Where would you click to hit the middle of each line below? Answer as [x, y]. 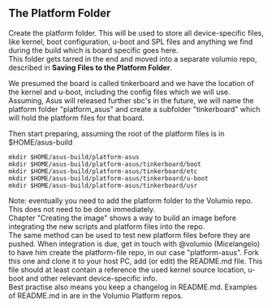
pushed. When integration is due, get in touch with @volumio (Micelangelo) [134, 244]
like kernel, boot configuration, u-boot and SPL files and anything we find [131, 41]
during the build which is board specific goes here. [93, 50]
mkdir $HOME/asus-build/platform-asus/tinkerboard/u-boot [108, 178]
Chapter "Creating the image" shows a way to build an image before [123, 218]
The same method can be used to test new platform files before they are [130, 235]
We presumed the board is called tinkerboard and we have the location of [131, 83]
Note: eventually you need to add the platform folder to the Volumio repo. [131, 200]
